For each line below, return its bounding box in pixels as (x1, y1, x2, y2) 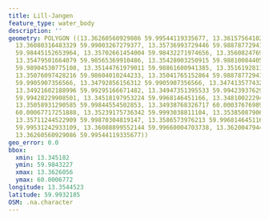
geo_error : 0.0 (8, 138, 59, 147)
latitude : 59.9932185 (8, 190, 81, 199)
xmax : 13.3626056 (15, 168, 74, 176)
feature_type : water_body (8, 19, 94, 27)
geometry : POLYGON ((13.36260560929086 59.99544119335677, (8, 34, 210, 43)
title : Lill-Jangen (8, 11, 74, 20)
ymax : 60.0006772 (15, 176, 74, 185)
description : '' (8, 26, 62, 34)
